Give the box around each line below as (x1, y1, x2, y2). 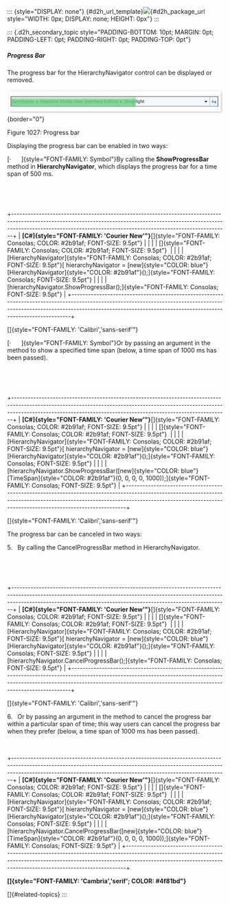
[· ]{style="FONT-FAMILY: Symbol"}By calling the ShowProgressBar (7, 155, 209, 163)
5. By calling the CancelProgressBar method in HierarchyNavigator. (7, 543, 200, 552)
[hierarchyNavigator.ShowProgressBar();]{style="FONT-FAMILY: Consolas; (7, 283, 219, 291)
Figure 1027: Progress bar (7, 128, 80, 137)
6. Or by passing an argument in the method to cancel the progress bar (7, 713, 211, 721)
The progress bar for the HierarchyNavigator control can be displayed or (7, 68, 212, 76)
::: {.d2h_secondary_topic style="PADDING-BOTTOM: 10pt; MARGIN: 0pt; (7, 28, 214, 36)
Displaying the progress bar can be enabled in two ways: (7, 142, 168, 150)
